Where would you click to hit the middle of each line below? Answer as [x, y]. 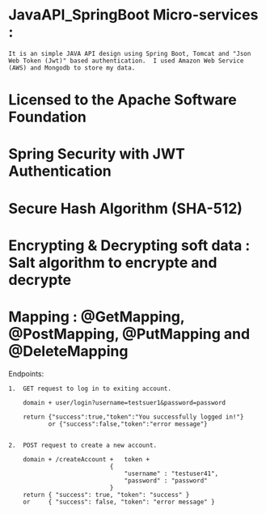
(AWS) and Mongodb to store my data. [72, 68]
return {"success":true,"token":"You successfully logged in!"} [133, 417]
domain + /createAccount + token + [87, 459]
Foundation [48, 117]
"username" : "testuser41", [171, 474]
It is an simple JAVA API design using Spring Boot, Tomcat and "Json [130, 53]
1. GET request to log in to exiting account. [90, 389]
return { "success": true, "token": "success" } [106, 495]
